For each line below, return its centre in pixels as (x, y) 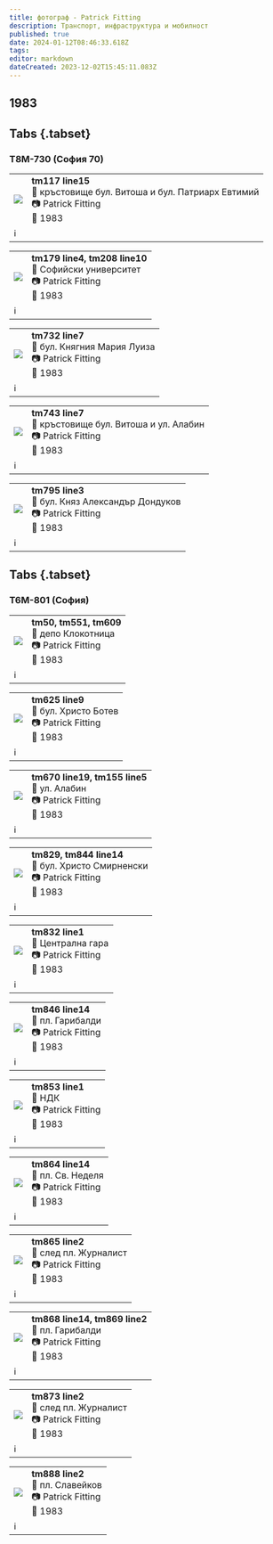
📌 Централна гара (70, 943)
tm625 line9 (58, 699)
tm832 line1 (58, 932)
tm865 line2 (58, 1241)
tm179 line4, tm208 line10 (89, 257)
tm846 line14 (61, 1009)
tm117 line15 (61, 181)
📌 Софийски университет (86, 269)
